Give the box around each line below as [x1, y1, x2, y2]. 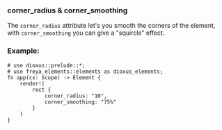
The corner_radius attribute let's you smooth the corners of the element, [7, 22, 216, 30]
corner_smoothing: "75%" [44, 98, 117, 106]
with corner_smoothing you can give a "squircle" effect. [7, 29, 165, 37]
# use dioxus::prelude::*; [7, 62, 86, 69]
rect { [32, 86, 51, 93]
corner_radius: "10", [44, 92, 108, 99]
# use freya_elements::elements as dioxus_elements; [7, 68, 164, 75]
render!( [19, 80, 45, 87]
